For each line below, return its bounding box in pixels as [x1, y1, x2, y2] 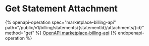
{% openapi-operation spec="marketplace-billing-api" [5, 19, 116, 25]
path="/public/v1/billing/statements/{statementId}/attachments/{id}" [5, 24, 145, 30]
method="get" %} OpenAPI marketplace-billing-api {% [5, 30, 117, 36]
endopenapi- [118, 30, 145, 36]
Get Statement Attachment [5, 3, 118, 14]
